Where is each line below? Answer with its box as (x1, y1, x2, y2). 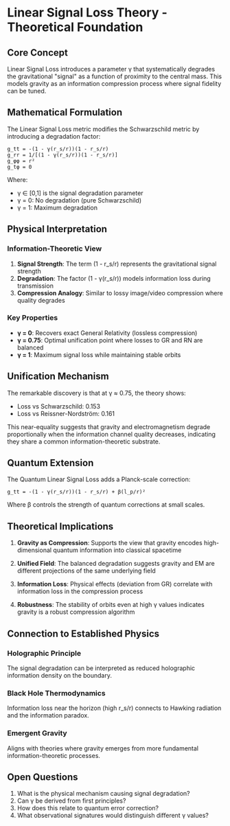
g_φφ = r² (7, 157, 36, 164)
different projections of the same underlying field (16, 566, 156, 575)
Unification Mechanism (7, 371, 109, 382)
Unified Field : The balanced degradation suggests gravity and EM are (16, 560, 215, 568)
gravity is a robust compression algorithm (16, 608, 135, 616)
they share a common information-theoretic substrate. (7, 437, 161, 446)
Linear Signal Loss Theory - (7, 5, 168, 21)
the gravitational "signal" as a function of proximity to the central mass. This (7, 72, 222, 80)
